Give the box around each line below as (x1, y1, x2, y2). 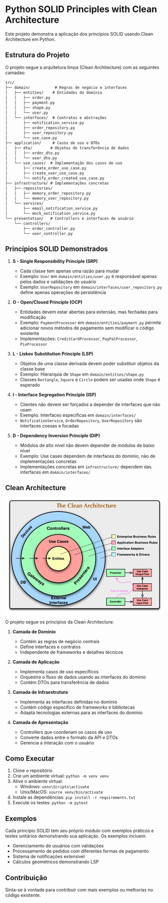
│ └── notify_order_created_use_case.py (5, 175, 105, 181)
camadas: (5, 70, 26, 76)
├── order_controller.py (23, 226, 75, 231)
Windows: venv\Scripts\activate (20, 784, 90, 790)
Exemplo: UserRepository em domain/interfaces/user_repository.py (20, 284, 162, 290)
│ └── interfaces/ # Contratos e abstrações (5, 115, 107, 120)
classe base (20, 366, 45, 372)
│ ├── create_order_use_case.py (5, 165, 87, 171)
